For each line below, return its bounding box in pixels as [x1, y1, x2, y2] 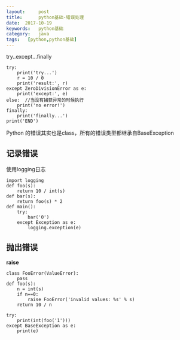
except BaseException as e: [6, 323, 77, 329]
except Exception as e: [17, 219, 77, 225]
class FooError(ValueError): [6, 270, 79, 276]
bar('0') [28, 214, 50, 220]
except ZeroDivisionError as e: [6, 86, 87, 92]
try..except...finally [6, 53, 52, 60]
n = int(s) [17, 286, 44, 292]
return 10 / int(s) [17, 188, 66, 194]
